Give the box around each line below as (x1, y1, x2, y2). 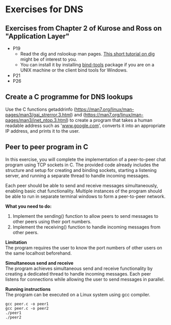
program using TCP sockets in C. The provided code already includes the (5, 162, 159, 168)
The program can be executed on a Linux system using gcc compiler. (5, 291, 151, 297)
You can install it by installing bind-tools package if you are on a (20, 62, 154, 67)
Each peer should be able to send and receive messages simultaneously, (5, 182, 158, 188)
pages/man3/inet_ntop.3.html (5, 117, 67, 123)
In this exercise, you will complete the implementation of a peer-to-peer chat (5, 156, 166, 162)
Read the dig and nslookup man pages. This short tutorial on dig (20, 51, 155, 57)
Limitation (5, 239, 27, 245)
